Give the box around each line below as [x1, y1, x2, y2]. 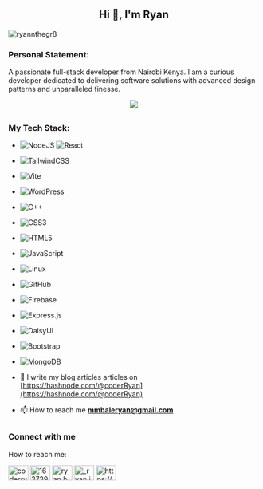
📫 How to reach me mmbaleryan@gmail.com [19, 404, 174, 415]
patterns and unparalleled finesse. [8, 85, 121, 94]
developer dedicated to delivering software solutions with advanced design [8, 76, 256, 85]
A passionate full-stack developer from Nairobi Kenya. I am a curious [8, 67, 234, 77]
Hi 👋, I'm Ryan [98, 8, 170, 22]
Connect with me [8, 432, 76, 443]
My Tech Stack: [8, 122, 70, 133]
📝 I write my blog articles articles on [19, 372, 138, 381]
